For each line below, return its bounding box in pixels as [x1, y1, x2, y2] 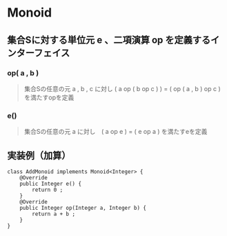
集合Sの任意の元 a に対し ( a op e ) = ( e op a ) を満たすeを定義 [23, 128, 208, 136]
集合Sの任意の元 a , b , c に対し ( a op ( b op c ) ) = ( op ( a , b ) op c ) [23, 84, 221, 92]
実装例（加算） [7, 150, 71, 161]
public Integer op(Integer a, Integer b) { [19, 204, 147, 211]
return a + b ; [32, 210, 76, 217]
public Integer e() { [19, 180, 81, 187]
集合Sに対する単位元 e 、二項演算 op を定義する [7, 34, 211, 46]
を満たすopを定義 [23, 93, 75, 101]
